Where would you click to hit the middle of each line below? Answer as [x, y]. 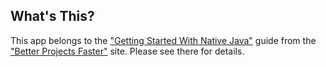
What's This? [52, 16]
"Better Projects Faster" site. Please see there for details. [127, 51]
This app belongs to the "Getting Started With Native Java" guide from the [163, 40]
